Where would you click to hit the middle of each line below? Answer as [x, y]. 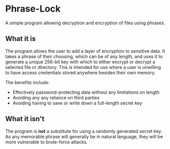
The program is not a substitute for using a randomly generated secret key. [84, 131]
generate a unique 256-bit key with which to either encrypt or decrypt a [80, 62]
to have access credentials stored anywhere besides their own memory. [80, 72]
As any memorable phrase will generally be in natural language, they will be [84, 136]
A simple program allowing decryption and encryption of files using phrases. [85, 23]
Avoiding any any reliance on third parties [56, 97]
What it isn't [25, 119]
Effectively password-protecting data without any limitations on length [86, 92]
